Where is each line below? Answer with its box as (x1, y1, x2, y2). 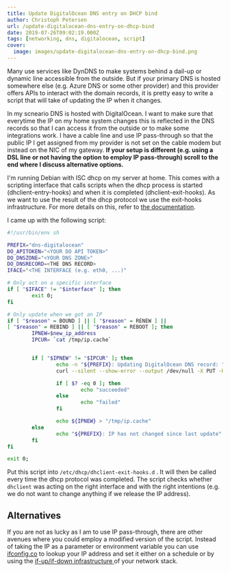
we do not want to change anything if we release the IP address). (7, 490, 191, 498)
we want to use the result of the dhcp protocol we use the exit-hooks (7, 195, 202, 203)
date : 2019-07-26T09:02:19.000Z (7, 29, 99, 36)
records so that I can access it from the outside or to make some (7, 124, 190, 132)
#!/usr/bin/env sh (7, 229, 60, 236)
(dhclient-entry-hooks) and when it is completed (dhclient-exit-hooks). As (7, 188, 216, 196)
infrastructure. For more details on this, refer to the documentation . (7, 203, 196, 211)
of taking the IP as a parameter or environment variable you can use (7, 543, 199, 551)
